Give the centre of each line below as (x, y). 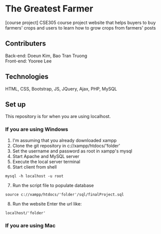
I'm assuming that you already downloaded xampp (64, 140)
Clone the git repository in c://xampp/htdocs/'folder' (66, 145)
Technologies (27, 77)
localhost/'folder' (25, 213)
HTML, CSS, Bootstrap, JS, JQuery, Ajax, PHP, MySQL (61, 88)
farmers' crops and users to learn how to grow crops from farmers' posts (80, 27)
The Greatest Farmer (49, 9)
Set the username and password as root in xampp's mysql (72, 151)
